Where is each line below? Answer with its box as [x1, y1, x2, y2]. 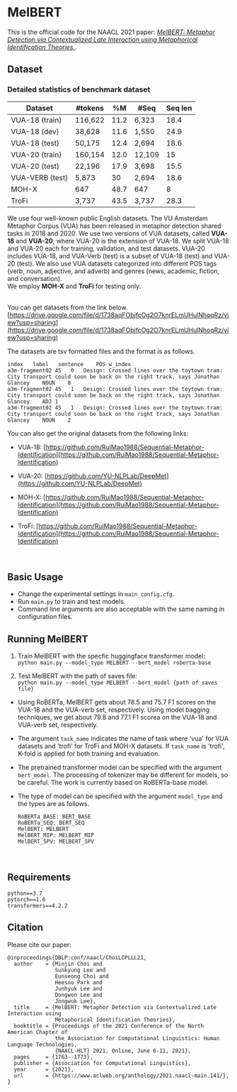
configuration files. [17, 612, 73, 621]
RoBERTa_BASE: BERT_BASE [17, 813, 91, 820]
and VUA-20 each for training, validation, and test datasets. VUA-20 [7, 244, 205, 253]
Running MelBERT [7, 633, 88, 645]
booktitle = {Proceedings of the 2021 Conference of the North [13, 1022, 204, 1030]
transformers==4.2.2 [7, 903, 69, 910]
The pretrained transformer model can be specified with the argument [17, 763, 222, 772]
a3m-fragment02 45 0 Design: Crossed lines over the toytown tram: [7, 367, 223, 374]
